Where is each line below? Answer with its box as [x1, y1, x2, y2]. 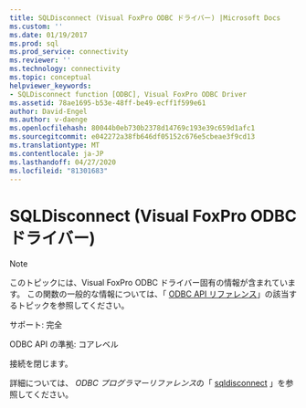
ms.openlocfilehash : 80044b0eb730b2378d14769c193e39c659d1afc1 [9, 124, 256, 133]
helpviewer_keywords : [9, 81, 92, 90]
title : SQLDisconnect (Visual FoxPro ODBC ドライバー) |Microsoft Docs [9, 13, 281, 23]
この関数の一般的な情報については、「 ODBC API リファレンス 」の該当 [26, 288, 290, 299]
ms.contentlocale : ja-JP [9, 149, 104, 158]
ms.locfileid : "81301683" [9, 166, 108, 175]
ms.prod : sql [9, 38, 59, 48]
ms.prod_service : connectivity [9, 47, 129, 57]
